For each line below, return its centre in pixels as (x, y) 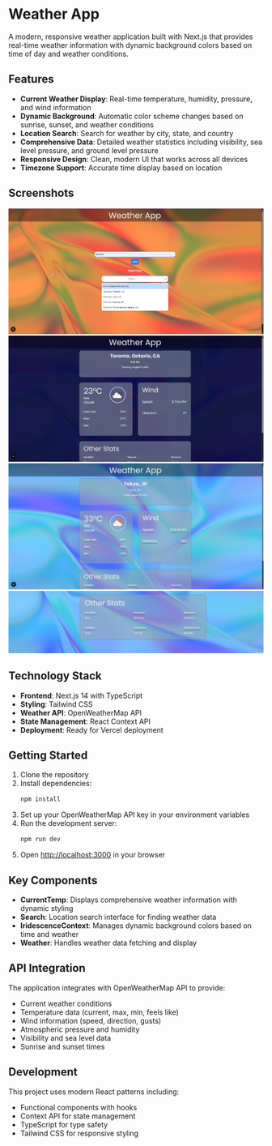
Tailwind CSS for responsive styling (79, 1133)
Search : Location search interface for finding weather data (118, 917)
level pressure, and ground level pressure (89, 150)
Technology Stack (55, 676)
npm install (40, 799)
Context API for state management (78, 1116)
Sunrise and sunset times (62, 1046)
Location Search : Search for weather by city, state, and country (127, 133)
